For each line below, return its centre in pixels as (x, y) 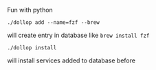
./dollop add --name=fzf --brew (53, 23)
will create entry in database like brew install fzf (78, 35)
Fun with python (30, 10)
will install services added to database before (71, 60)
